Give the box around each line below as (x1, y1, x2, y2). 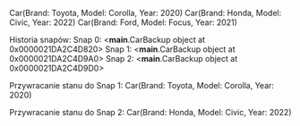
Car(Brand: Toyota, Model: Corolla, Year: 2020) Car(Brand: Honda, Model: (9, 8, 282, 18)
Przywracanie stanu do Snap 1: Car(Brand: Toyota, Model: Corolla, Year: (9, 80, 275, 90)
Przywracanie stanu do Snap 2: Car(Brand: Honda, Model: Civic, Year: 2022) (9, 107, 292, 117)
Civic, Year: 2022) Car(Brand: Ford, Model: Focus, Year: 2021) (9, 17, 237, 28)
